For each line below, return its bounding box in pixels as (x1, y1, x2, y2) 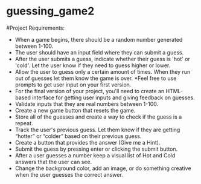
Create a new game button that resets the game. (14, 107, 136, 114)
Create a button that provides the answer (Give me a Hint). (14, 139, 161, 146)
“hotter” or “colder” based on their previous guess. (14, 132, 142, 140)
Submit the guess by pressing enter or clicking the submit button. (14, 145, 178, 153)
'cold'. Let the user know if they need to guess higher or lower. (14, 62, 171, 69)
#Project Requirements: (6, 24, 65, 31)
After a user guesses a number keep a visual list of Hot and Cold (14, 151, 176, 159)
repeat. (14, 119, 33, 126)
